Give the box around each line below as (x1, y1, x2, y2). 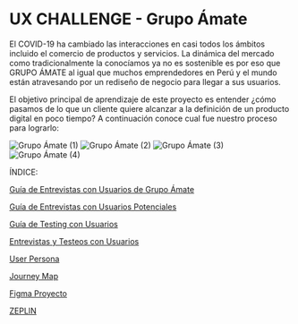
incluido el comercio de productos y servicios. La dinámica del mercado (9, 47, 275, 58)
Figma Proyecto (9, 287, 67, 299)
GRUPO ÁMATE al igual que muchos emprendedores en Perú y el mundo (9, 67, 277, 78)
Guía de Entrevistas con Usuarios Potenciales (9, 201, 177, 212)
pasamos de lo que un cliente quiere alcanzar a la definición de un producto (9, 103, 290, 114)
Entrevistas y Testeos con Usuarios (9, 235, 140, 246)
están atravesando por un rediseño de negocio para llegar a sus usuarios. (9, 76, 282, 87)
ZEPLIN (9, 305, 38, 316)
